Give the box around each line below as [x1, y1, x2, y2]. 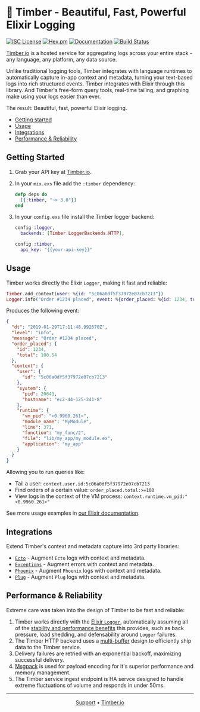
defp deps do [14, 191, 48, 197]
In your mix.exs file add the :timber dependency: [14, 179, 135, 187]
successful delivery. [14, 656, 64, 663]
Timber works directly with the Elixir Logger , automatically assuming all [14, 618, 189, 625]
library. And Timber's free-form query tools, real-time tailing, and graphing [6, 86, 189, 93]
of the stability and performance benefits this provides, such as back [14, 624, 185, 631]
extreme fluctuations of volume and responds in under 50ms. [14, 682, 165, 689]
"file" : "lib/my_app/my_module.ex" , [21, 435, 113, 441]
